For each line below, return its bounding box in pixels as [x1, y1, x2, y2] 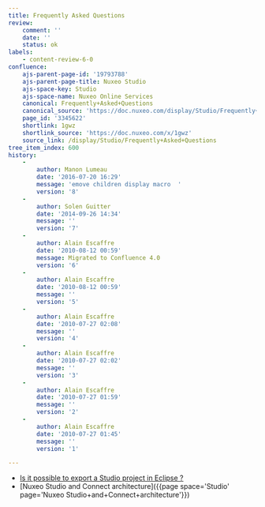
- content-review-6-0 [22, 56, 93, 64]
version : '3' [36, 371, 80, 379]
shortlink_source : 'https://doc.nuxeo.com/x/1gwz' [22, 129, 192, 137]
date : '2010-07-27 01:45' [36, 430, 122, 438]
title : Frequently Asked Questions [8, 11, 125, 20]
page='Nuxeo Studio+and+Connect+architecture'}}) [19, 490, 190, 500]
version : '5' [36, 298, 80, 306]
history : [8, 151, 37, 159]
